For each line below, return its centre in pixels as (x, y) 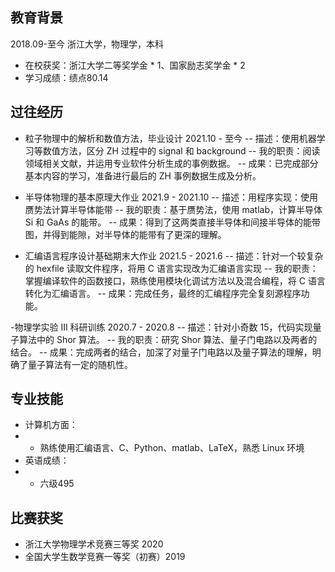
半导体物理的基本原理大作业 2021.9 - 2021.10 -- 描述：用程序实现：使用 (171, 197)
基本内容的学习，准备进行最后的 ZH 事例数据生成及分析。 (143, 175)
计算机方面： (51, 425)
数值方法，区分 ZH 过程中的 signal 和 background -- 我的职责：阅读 (181, 150)
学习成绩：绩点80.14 (66, 77)
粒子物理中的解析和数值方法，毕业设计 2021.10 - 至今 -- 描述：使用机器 (170, 138)
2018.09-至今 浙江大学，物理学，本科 (87, 44)
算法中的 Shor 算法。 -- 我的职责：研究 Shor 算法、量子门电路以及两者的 (168, 339)
